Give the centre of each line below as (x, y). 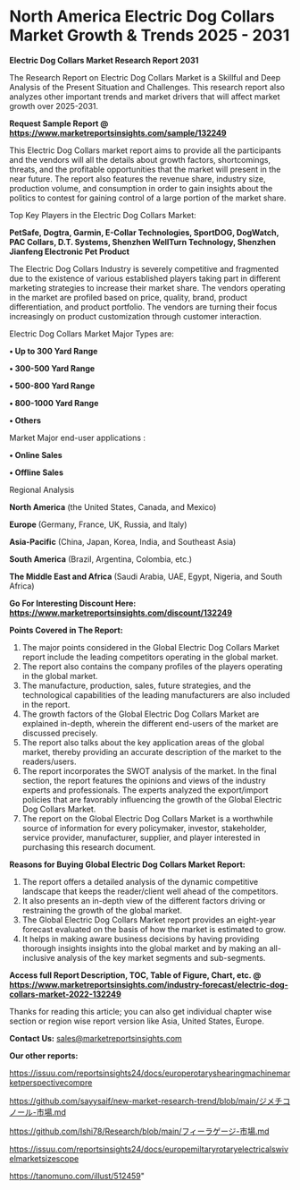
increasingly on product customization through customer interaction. (135, 316)
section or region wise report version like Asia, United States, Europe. (137, 1021)
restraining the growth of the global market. (102, 910)
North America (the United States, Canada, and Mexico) (113, 506)
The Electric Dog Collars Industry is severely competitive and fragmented (144, 268)
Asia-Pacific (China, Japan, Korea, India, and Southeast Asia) (123, 541)
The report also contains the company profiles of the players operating (152, 666)
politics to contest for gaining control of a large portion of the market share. (148, 198)
